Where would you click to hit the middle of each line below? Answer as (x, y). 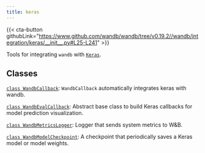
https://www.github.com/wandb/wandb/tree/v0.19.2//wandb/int (119, 36)
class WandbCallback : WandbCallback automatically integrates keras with (96, 88)
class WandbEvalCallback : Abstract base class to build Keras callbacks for (99, 106)
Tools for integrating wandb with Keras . (54, 54)
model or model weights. (38, 143)
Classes (22, 74)
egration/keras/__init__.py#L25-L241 (52, 42)
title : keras (23, 12)
